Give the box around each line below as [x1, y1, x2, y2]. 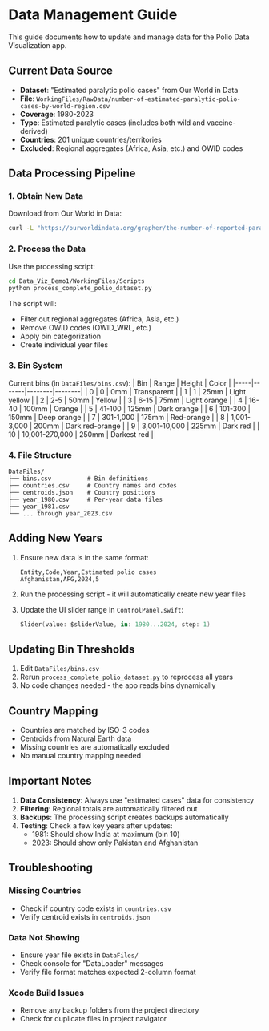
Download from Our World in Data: [8, 208, 122, 218]
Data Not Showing [8, 932, 80, 943]
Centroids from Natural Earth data [19, 734, 132, 743]
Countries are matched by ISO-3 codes [19, 726, 150, 735]
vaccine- [207, 118, 236, 127]
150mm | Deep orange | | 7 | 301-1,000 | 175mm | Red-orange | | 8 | [8, 412, 230, 422]
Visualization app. [8, 40, 67, 50]
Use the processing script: [8, 261, 96, 271]
